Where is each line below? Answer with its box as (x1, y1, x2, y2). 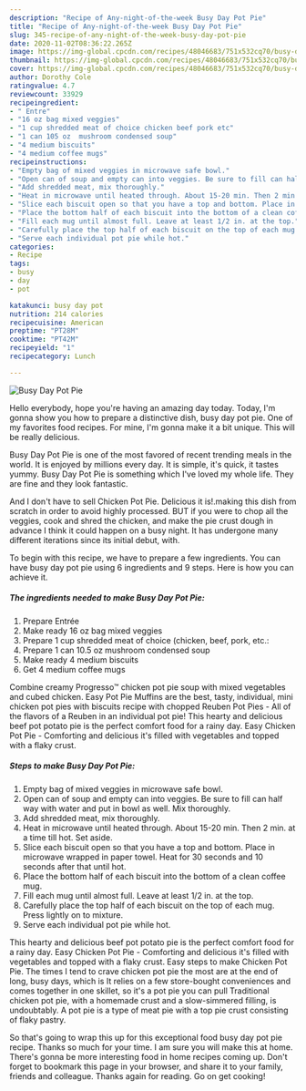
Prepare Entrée (22, 615, 80, 626)
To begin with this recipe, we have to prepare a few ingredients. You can (9, 552, 280, 563)
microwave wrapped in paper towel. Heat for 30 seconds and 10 (22, 851, 264, 862)
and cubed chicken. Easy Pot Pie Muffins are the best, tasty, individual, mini (9, 691, 293, 702)
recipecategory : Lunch (9, 352, 96, 361)
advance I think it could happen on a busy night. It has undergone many (9, 525, 279, 536)
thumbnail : (9, 56, 51, 65)
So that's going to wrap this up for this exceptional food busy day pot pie (9, 1032, 282, 1043)
